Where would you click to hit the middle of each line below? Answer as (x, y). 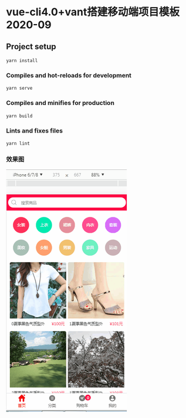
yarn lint (18, 143)
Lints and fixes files (35, 131)
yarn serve (19, 89)
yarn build (19, 116)
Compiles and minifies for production (60, 103)
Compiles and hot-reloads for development (69, 75)
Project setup (31, 47)
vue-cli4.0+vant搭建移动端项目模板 (93, 12)
